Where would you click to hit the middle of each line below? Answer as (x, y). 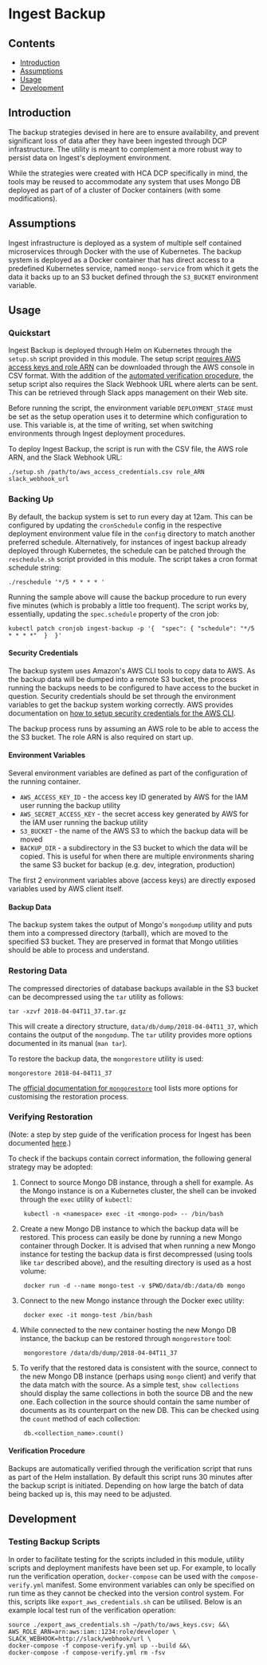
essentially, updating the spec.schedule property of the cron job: (114, 614)
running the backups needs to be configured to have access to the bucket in (133, 688)
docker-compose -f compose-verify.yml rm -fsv (87, 1652)
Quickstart (29, 333)
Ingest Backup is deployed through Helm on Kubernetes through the (120, 350)
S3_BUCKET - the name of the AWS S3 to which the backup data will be (134, 831)
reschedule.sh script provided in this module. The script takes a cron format (133, 558)
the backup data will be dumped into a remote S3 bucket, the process (123, 679)
